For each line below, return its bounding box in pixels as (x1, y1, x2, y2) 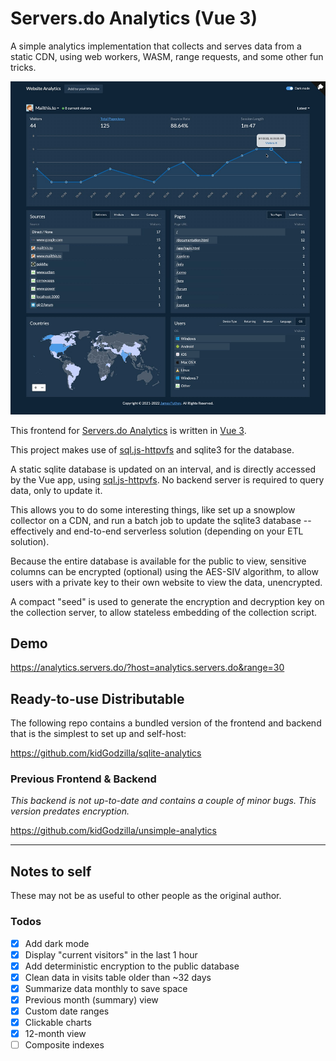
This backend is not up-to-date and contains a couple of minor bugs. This (10, 795, 317, 807)
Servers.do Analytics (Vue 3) (10, 7, 258, 30)
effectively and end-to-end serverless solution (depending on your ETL (10, 525, 304, 537)
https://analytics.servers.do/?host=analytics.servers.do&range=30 (10, 662, 285, 674)
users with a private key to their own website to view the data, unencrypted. (10, 576, 323, 588)
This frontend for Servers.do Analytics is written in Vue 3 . (10, 424, 247, 436)
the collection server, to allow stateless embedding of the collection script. (10, 606, 317, 618)
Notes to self (10, 863, 92, 880)
